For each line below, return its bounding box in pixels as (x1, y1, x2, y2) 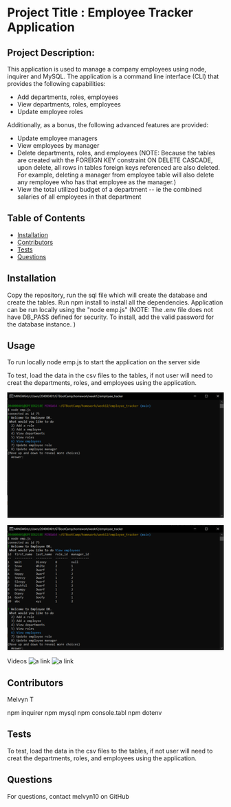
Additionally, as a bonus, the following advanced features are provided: (7, 121, 209, 129)
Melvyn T (7, 696, 34, 703)
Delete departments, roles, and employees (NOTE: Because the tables (16, 149, 216, 157)
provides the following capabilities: (7, 80, 106, 87)
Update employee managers (16, 134, 98, 142)
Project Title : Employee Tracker (7, 5, 194, 21)
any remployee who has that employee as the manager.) (16, 178, 177, 186)
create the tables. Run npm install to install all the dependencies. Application (7, 298, 223, 307)
